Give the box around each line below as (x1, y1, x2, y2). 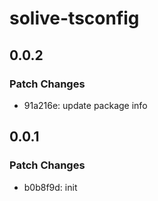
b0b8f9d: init (23, 181, 78, 193)
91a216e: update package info (23, 99, 148, 111)
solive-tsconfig (9, 7, 140, 30)
